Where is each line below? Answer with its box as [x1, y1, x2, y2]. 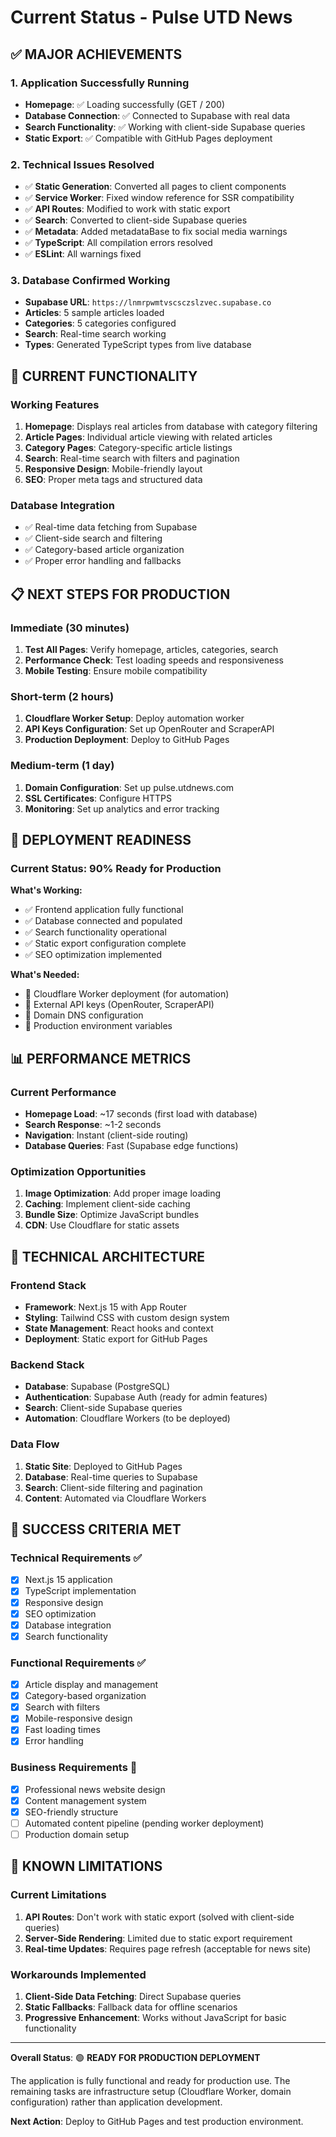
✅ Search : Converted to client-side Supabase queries [24, 214, 248, 226]
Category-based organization [24, 1690, 147, 1702]
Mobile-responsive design [24, 1712, 133, 1725]
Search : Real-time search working [24, 328, 167, 340]
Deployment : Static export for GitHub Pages [24, 1333, 208, 1345]
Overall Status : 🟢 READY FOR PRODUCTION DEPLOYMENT [10, 2052, 261, 2064]
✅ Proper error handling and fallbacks [24, 555, 182, 567]
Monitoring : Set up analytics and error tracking [24, 802, 220, 815]
